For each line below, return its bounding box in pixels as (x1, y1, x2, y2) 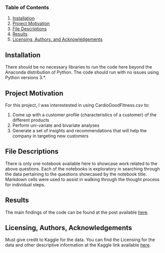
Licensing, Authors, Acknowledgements (5, 223, 132, 232)
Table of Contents (5, 4, 50, 11)
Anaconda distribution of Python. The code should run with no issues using (5, 69, 159, 76)
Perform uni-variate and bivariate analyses (12, 122, 100, 128)
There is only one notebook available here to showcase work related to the (5, 161, 158, 167)
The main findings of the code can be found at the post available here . (5, 209, 149, 215)
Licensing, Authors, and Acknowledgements (12, 36, 103, 42)
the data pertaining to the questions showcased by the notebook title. (5, 171, 147, 177)
